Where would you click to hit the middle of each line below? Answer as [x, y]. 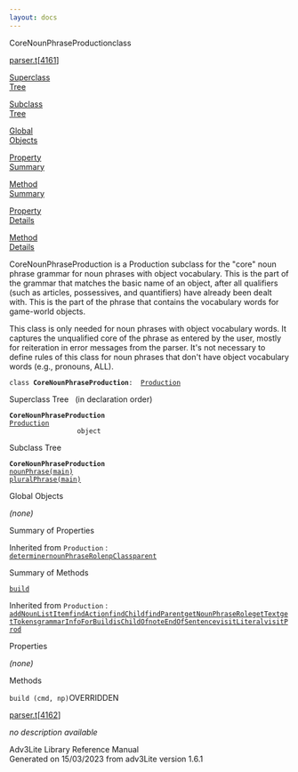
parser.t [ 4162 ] [35, 715]
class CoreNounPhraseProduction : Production [95, 382]
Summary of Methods [49, 572]
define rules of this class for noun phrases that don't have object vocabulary [149, 357]
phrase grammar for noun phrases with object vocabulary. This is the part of [149, 273]
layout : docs [33, 17]
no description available [53, 732]
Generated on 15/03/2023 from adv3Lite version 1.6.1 [106, 759]
